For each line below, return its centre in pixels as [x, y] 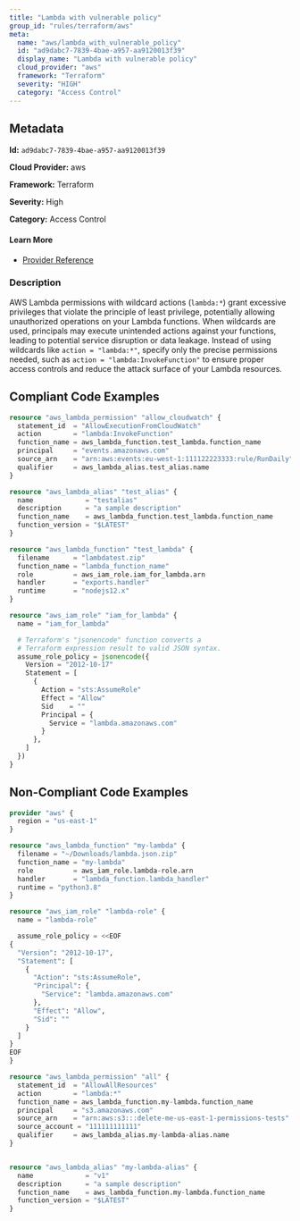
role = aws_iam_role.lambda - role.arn [105, 871]
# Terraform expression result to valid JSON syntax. [119, 648]
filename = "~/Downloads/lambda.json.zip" [97, 855]
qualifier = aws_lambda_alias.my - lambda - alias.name [123, 1135]
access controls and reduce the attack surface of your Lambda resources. [146, 368]
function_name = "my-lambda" [71, 862]
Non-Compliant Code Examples [99, 792]
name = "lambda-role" [58, 920]
